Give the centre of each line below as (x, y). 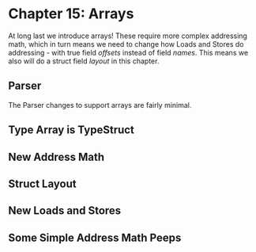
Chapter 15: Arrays (71, 14)
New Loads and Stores (65, 211)
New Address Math (56, 157)
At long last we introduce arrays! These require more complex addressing (128, 36)
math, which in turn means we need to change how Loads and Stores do (126, 44)
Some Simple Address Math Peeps (95, 237)
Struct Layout (42, 183)
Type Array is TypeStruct (71, 130)
